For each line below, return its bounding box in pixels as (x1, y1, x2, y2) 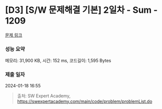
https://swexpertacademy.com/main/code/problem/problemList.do (17, 98, 153, 104)
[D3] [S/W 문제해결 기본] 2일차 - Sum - (5, 4, 158, 16)
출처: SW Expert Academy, (17, 93, 71, 99)
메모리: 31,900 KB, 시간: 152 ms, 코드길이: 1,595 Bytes (5, 57, 111, 64)
